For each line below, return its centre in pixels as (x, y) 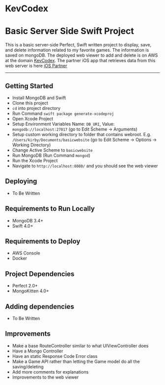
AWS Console (26, 253)
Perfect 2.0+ (25, 286)
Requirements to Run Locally (50, 209)
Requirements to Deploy (43, 241)
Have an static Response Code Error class (55, 356)
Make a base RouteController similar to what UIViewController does (80, 346)
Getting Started (29, 86)
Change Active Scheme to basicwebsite (52, 150)
